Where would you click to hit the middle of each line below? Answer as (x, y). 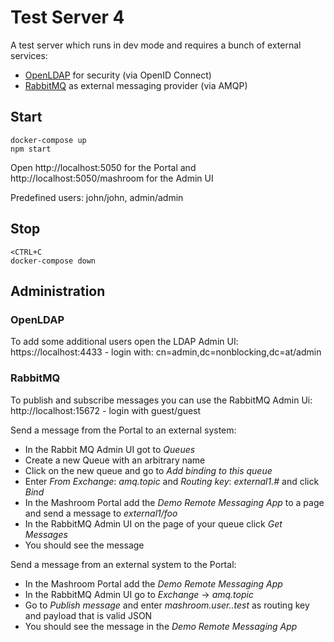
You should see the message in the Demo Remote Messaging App (161, 626)
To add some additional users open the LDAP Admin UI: (124, 342)
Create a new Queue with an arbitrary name (115, 460)
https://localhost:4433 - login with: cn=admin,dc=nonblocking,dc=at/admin (166, 352)
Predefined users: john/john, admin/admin (97, 197)
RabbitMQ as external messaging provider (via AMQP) (136, 85)
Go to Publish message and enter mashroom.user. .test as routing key (167, 605)
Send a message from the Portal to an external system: (123, 430)
